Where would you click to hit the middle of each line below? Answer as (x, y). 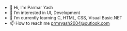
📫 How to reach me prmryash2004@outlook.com (60, 23)
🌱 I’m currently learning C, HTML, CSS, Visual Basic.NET (66, 18)
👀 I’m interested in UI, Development (45, 13)
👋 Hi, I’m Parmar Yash (31, 8)
